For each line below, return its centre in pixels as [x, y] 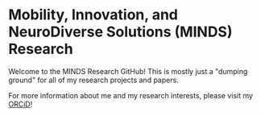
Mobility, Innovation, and [93, 15]
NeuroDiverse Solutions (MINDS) [120, 32]
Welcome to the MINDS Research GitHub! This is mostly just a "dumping [128, 71]
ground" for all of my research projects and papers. [93, 80]
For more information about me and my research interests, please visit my [131, 95]
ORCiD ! [21, 104]
